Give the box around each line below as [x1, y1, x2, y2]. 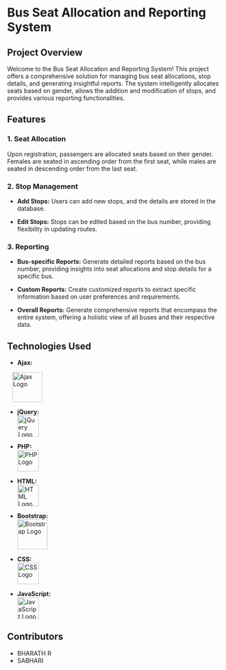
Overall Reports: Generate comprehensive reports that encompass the [16, 306, 218, 314]
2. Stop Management [7, 182, 79, 191]
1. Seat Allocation [7, 134, 66, 144]
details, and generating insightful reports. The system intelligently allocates [7, 79, 219, 87]
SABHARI [16, 656, 44, 665]
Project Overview [7, 47, 83, 58]
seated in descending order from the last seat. [7, 164, 138, 173]
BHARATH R [16, 649, 51, 657]
